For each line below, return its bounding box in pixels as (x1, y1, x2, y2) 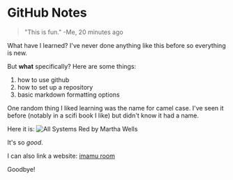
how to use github (17, 75, 70, 84)
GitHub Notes (7, 5, 87, 21)
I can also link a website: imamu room (7, 152, 115, 160)
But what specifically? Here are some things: (7, 62, 137, 70)
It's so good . (7, 138, 43, 147)
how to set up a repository (17, 83, 93, 91)
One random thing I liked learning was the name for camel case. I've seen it (7, 104, 224, 112)
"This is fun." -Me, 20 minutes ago (24, 28, 123, 36)
